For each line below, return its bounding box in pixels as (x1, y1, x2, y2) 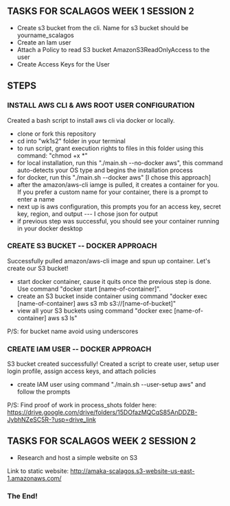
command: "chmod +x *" (16, 151, 88, 160)
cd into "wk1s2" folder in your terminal (16, 136, 126, 145)
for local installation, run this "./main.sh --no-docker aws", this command (16, 158, 223, 167)
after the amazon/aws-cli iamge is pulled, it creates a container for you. (16, 180, 220, 189)
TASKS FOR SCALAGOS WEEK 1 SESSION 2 (7, 5, 194, 17)
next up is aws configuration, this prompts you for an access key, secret (16, 202, 221, 210)
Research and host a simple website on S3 (16, 453, 138, 461)
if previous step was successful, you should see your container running (16, 217, 220, 225)
